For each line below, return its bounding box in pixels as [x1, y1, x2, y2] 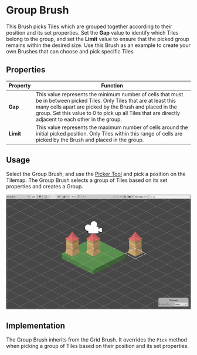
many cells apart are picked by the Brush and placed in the [36, 103, 177, 110]
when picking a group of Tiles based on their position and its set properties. [6, 343, 189, 350]
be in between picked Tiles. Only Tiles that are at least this [36, 97, 176, 104]
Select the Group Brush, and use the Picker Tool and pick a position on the [6, 171, 186, 178]
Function [101, 82, 123, 89]
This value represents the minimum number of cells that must [36, 90, 184, 97]
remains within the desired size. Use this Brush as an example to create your [6, 42, 191, 49]
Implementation [6, 320, 66, 330]
